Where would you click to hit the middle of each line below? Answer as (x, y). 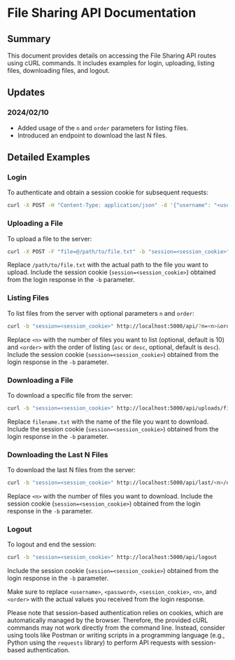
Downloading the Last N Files (58, 454)
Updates (26, 93)
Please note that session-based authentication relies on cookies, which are (115, 613)
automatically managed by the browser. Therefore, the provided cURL (108, 620)
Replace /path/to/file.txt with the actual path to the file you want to (108, 265)
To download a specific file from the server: (70, 395)
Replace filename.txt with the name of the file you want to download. (108, 422)
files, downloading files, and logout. (59, 70)
